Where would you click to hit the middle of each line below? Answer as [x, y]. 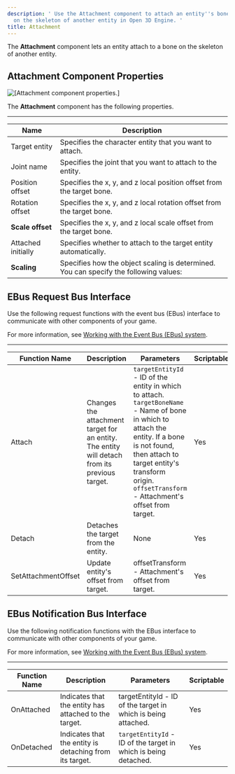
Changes [101, 402]
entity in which [157, 386]
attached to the [85, 714]
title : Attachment [34, 27]
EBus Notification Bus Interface [77, 614]
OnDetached [31, 747]
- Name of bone [160, 410]
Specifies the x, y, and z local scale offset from [136, 223]
